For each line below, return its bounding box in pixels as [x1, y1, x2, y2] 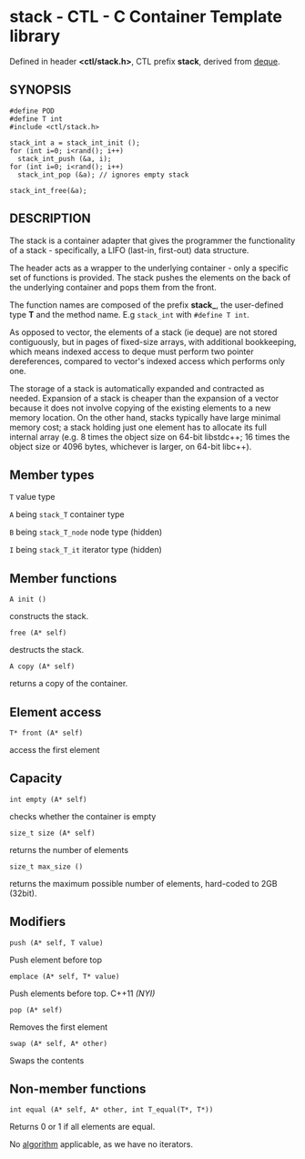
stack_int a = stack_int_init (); [9, 138, 141, 147]
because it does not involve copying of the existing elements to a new [9, 402, 271, 413]
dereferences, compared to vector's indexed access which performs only [9, 355, 285, 366]
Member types [9, 467, 95, 483]
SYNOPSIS [9, 82, 72, 97]
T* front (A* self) [9, 728, 84, 737]
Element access [9, 704, 102, 720]
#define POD [9, 107, 55, 116]
